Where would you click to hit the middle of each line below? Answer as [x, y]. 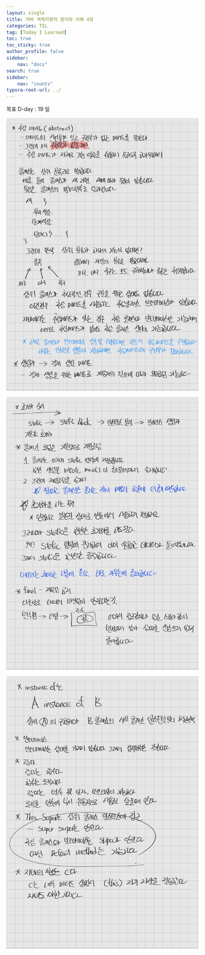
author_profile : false [35, 52]
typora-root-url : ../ [34, 90]
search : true [23, 71]
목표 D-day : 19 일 [28, 109]
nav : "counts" [35, 84]
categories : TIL [27, 26]
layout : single [26, 13]
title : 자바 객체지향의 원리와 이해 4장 [50, 19]
